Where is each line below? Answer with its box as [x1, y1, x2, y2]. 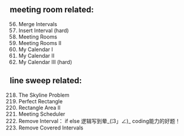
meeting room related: [10, 5, 94, 15]
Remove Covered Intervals [18, 124, 84, 131]
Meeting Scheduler [18, 110, 66, 118]
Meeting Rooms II [18, 39, 62, 46]
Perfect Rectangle [18, 97, 63, 105]
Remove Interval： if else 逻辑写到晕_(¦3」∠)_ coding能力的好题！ [18, 117, 181, 124]
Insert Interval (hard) [18, 27, 69, 34]
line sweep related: [10, 75, 82, 86]
